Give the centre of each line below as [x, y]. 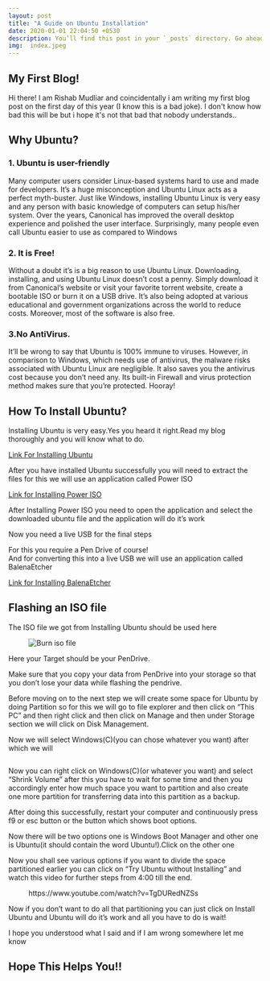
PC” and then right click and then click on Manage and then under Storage [131, 715]
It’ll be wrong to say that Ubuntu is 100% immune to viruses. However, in [128, 352]
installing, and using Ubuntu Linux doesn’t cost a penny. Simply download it [133, 279]
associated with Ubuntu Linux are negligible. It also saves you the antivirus [132, 369]
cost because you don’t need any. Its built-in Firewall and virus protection [130, 377]
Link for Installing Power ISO [55, 495]
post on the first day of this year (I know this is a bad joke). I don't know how [135, 106]
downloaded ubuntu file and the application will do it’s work [106, 519]
